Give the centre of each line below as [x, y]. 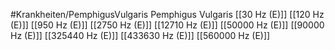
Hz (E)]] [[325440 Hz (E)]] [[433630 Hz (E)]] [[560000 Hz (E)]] [140, 35]
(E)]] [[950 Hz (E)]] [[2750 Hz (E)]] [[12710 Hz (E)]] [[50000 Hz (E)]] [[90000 [167, 25]
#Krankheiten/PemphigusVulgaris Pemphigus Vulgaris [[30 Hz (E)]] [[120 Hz [167, 14]
